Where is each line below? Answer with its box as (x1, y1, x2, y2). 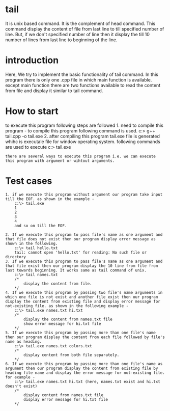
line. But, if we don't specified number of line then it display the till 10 (5, 31, 150, 37)
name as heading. (5, 339, 42, 344)
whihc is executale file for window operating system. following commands (5, 139, 160, 145)
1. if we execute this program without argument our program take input (5, 192, 163, 197)
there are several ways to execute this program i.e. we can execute (5, 154, 156, 159)
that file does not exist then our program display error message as (5, 236, 156, 241)
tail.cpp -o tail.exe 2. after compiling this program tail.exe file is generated (5, 133, 160, 139)
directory (5, 254, 26, 259)
